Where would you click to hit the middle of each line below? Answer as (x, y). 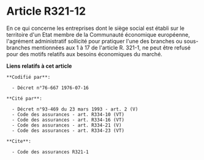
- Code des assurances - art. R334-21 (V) (67, 125)
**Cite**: (19, 141)
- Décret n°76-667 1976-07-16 (50, 88)
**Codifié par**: (28, 77)
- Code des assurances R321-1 (50, 152)
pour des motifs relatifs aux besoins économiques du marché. (84, 54)
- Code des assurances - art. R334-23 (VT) (68, 130)
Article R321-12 (46, 11)
